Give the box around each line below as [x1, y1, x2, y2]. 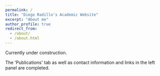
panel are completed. [5, 64, 50, 71]
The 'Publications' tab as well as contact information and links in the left [5, 59, 155, 65]
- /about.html [10, 36, 39, 41]
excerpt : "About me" [5, 17, 49, 22]
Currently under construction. [5, 49, 67, 56]
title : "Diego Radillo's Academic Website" [5, 12, 99, 17]
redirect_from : [5, 26, 37, 31]
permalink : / [5, 7, 33, 13]
